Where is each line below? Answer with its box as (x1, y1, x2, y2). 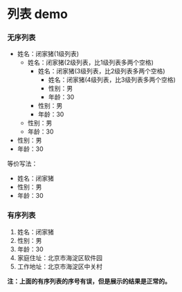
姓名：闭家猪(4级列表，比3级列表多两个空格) (48, 75, 176, 84)
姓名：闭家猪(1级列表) (17, 50, 80, 58)
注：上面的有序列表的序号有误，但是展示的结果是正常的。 (7, 277, 171, 285)
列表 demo (7, 6, 68, 22)
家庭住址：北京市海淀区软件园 (17, 253, 102, 262)
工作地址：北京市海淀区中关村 (17, 262, 102, 271)
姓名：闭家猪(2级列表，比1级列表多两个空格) (27, 58, 154, 66)
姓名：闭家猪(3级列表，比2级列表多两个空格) (37, 67, 165, 75)
